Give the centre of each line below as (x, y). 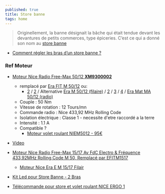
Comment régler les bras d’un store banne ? (57, 53)
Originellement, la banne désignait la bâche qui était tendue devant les (89, 33)
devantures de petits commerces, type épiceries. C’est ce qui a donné (88, 38)
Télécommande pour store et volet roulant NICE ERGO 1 (68, 186)
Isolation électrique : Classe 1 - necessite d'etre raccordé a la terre (87, 117)
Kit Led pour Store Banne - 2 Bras (47, 177)
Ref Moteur (19, 66)
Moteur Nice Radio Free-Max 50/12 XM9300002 (62, 77)
